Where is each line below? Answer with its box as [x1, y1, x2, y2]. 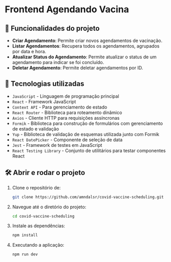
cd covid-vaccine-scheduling [12, 213, 75, 219]
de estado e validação [12, 125, 59, 132]
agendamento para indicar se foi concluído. [12, 59, 104, 65]
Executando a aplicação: [12, 242, 65, 248]
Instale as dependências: [12, 223, 65, 229]
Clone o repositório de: [12, 184, 61, 190]
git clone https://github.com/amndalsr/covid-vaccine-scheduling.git [12, 194, 164, 200]
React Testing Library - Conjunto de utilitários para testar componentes [12, 147, 166, 154]
